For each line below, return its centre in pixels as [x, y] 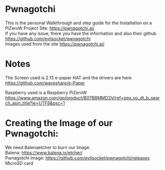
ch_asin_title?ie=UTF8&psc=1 [35, 103]
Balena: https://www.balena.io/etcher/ [44, 153]
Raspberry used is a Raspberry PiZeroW [46, 92]
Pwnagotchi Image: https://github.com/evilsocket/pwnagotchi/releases [78, 158]
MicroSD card [19, 163]
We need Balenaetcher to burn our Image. [48, 147]
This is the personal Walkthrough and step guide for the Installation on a [79, 23]
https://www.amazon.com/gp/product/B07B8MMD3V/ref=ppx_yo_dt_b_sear [82, 98]
